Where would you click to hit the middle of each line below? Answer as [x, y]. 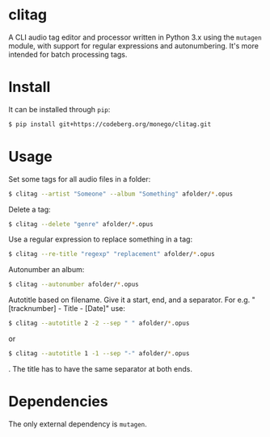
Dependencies [58, 402]
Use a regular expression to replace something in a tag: [100, 239]
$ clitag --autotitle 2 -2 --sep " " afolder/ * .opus [99, 324]
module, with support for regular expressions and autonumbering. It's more [133, 45]
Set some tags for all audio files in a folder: [80, 179]
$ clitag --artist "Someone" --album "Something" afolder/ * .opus [120, 194]
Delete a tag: [30, 209]
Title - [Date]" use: [94, 309]
